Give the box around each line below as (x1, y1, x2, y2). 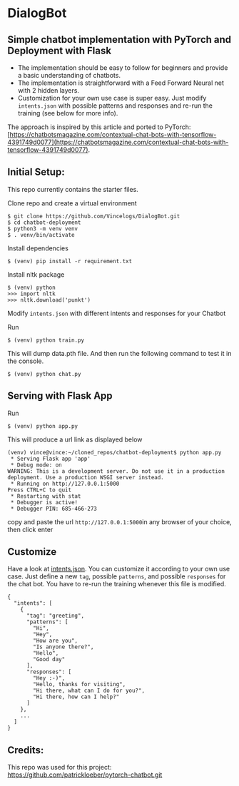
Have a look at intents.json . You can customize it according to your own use (7, 565, 230, 573)
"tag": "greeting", (26, 612, 84, 620)
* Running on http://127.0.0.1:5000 (10, 480, 120, 487)
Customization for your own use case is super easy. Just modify (17, 94, 207, 102)
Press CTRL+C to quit (7, 486, 72, 494)
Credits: (7, 744, 44, 756)
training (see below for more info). (17, 109, 118, 117)
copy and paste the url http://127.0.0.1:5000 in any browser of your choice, (7, 517, 232, 526)
